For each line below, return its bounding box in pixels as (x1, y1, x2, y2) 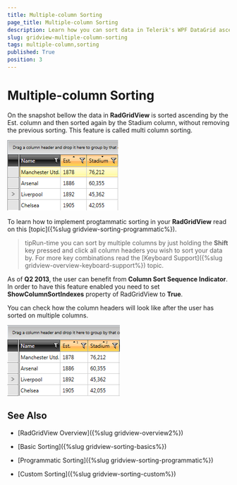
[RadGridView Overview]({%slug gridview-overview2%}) (17, 428, 183, 437)
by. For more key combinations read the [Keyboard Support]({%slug (24, 253, 223, 262)
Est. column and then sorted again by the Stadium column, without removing (7, 118, 230, 127)
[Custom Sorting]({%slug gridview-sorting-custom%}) (17, 469, 176, 478)
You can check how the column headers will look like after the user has (7, 303, 214, 312)
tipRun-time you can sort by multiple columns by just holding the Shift (24, 238, 229, 247)
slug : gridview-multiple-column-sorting (7, 34, 128, 41)
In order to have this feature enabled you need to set (7, 282, 160, 291)
